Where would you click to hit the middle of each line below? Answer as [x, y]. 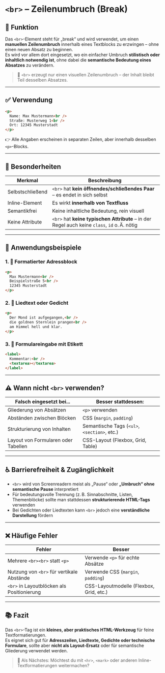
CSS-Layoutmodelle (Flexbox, [120, 586]
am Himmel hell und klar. [36, 327]
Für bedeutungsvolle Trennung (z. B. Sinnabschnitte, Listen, [72, 495]
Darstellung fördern [32, 515]
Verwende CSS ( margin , [112, 572]
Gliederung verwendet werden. [36, 650]
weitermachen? [74, 665]
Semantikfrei [22, 211]
